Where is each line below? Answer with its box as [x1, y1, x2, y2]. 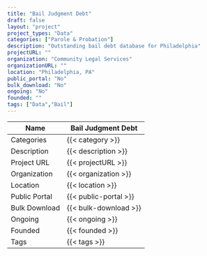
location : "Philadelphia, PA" [7, 68, 95, 75]
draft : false [7, 17, 45, 24]
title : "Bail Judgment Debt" [7, 10, 92, 17]
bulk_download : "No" [7, 82, 68, 89]
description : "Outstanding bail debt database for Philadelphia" [7, 43, 201, 50]
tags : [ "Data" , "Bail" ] [7, 101, 73, 108]
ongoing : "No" [7, 88, 49, 95]
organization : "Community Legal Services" [7, 56, 132, 63]
